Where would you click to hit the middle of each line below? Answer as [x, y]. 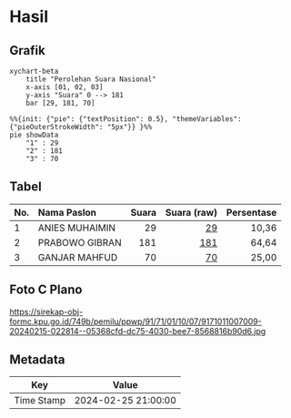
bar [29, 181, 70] [60, 103]
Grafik [27, 51]
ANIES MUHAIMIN [77, 228]
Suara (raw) [191, 212]
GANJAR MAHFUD [78, 257]
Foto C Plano [46, 290]
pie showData [34, 135]
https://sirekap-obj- [46, 311]
